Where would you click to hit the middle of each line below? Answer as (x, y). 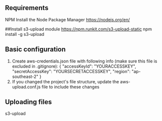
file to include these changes (70, 87)
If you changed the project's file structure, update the (65, 81)
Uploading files (29, 102)
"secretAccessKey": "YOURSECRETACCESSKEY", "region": (71, 71)
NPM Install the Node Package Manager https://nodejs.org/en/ (67, 19)
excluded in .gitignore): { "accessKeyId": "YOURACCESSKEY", (74, 66)
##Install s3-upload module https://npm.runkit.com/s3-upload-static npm (78, 29)
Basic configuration (35, 50)
